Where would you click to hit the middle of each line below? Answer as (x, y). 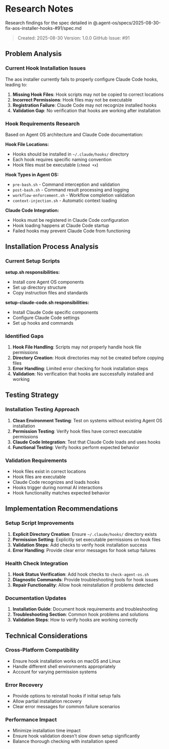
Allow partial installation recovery (47, 701)
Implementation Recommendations (62, 509)
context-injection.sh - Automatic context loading (65, 201)
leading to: (16, 84)
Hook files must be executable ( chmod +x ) (55, 165)
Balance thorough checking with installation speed (65, 741)
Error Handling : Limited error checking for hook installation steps (80, 368)
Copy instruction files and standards (50, 292)
